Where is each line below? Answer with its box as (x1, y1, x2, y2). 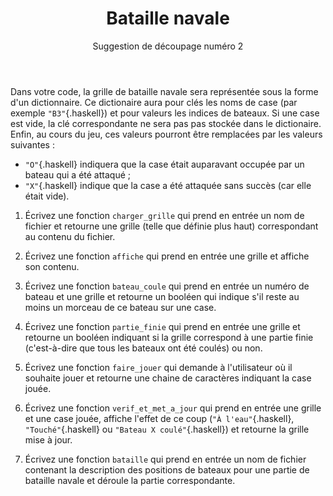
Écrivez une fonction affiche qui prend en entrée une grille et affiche (24, 250, 310, 262)
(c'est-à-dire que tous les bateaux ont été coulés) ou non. (24, 342, 263, 354)
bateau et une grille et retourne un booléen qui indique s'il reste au (24, 290, 300, 302)
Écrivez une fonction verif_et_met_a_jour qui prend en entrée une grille (24, 402, 322, 414)
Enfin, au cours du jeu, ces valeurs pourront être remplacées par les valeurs (10, 128, 323, 140)
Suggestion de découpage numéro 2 (92, 40, 244, 52)
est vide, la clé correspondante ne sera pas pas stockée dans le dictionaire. (10, 117, 322, 129)
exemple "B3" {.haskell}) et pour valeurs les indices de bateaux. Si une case (10, 107, 320, 119)
